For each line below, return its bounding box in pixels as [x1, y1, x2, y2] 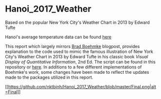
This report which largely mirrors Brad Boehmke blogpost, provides [5, 43, 140, 49]
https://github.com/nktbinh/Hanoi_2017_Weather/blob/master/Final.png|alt [8, 83, 157, 89]
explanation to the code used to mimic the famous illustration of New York [5, 49, 153, 54]
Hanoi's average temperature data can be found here [5, 34, 112, 40]
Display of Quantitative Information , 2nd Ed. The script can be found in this [5, 59, 156, 65]
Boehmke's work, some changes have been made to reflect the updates [5, 69, 149, 75]
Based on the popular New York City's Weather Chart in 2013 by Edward [5, 19, 150, 25]
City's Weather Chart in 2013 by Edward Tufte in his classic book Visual [5, 53, 148, 59]
